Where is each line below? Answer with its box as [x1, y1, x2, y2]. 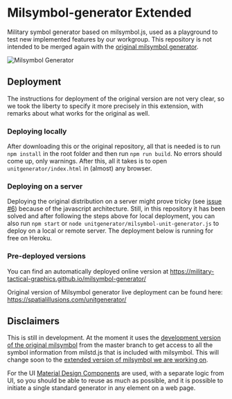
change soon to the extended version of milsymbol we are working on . [7, 355, 208, 364]
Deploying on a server [7, 181, 83, 191]
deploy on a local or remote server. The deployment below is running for [7, 227, 213, 235]
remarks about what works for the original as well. [7, 109, 150, 117]
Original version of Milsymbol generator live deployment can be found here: [7, 287, 223, 296]
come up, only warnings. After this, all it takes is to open [7, 157, 168, 166]
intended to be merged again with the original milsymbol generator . [7, 42, 199, 51]
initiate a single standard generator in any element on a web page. [7, 384, 196, 392]
